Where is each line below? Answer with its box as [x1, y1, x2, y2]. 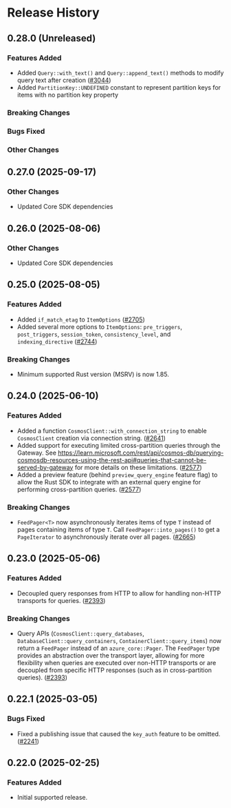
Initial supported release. [16, 794, 88, 802]
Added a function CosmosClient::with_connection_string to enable [16, 426, 208, 435]
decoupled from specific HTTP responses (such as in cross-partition [16, 666, 212, 674]
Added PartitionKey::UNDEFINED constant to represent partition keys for [16, 83, 221, 91]
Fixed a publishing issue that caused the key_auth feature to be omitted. [16, 729, 221, 738]
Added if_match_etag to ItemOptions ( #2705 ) [16, 315, 146, 324]
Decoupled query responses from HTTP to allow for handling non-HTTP [16, 589, 221, 598]
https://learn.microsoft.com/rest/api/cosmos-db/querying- [58, 449, 224, 457]
